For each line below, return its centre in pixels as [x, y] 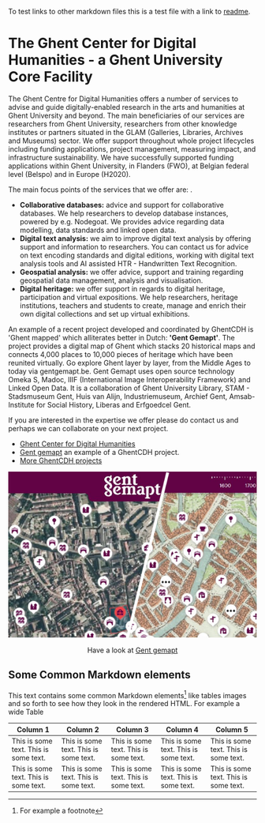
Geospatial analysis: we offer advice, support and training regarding [132, 272]
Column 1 [33, 729]
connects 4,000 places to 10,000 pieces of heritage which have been [121, 354]
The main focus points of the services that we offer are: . [101, 190]
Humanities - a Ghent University [116, 60]
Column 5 [232, 729]
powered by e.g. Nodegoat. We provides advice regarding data [122, 221]
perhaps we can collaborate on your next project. [88, 428]
